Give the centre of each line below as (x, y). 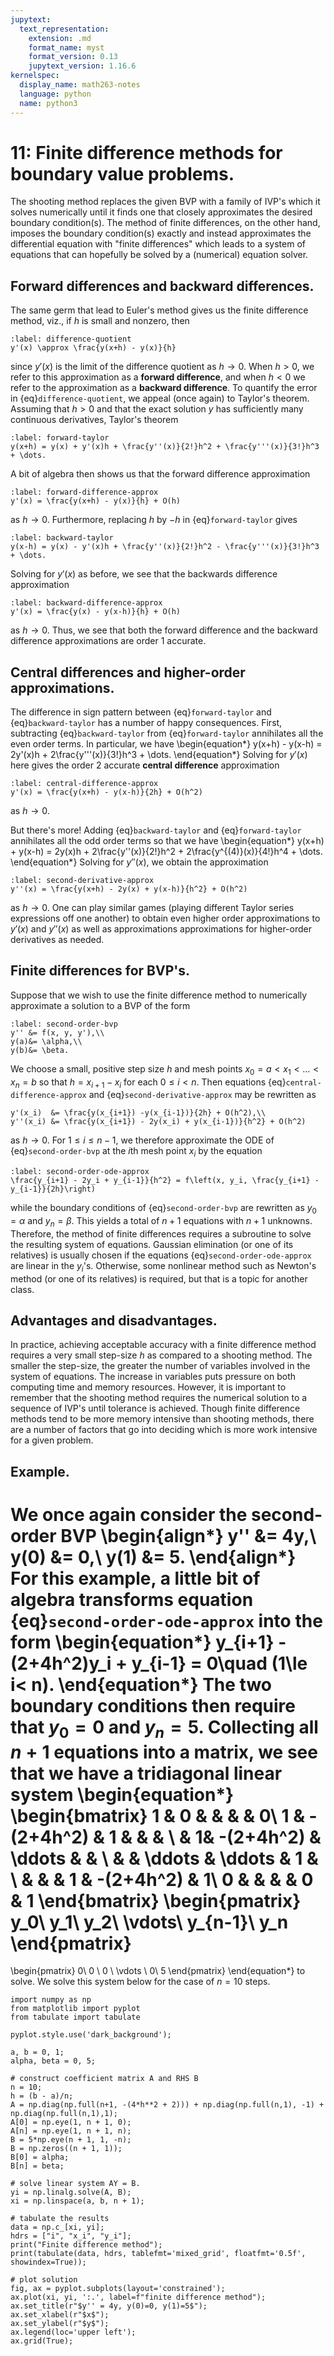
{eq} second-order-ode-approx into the (166, 1621)
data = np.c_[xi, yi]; (57, 2227)
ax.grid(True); (42, 2341)
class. (22, 1289)
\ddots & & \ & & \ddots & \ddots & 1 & (164, 1858)
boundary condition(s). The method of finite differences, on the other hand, (165, 223)
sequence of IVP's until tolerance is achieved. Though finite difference (155, 1408)
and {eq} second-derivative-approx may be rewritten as (202, 1095)
